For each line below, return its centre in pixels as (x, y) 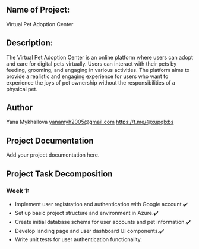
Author (19, 108)
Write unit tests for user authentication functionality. (78, 239)
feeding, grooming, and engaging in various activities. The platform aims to (98, 70)
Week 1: (18, 191)
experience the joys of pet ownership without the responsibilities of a (91, 82)
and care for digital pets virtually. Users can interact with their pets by (91, 63)
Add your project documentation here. (53, 155)
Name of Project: (38, 10)
